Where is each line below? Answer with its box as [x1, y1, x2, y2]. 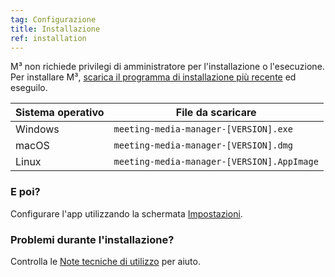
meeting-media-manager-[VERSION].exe [113, 124, 293, 135]
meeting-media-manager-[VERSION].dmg [113, 140, 293, 151]
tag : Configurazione [10, 14, 97, 25]
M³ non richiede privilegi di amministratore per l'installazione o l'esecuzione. [10, 61, 325, 73]
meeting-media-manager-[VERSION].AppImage [113, 156, 319, 168]
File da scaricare [175, 106, 257, 120]
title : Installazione [10, 24, 101, 34]
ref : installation [10, 33, 87, 43]
